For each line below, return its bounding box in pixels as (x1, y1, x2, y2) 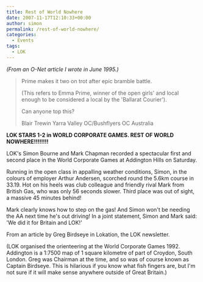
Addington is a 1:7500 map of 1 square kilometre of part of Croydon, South (6, 249, 193, 256)
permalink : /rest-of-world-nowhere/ (6, 26, 99, 32)
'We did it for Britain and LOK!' (6, 218, 82, 226)
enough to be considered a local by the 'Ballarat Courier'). (21, 95, 167, 103)
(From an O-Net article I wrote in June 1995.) (6, 65, 119, 73)
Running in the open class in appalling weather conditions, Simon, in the (6, 168, 187, 175)
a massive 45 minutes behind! (6, 194, 82, 201)
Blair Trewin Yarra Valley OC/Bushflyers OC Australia (21, 119, 154, 127)
